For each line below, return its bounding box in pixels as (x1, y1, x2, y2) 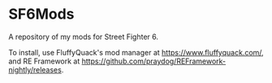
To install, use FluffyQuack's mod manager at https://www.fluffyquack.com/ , (8, 47, 264, 57)
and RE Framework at (8, 56, 80, 66)
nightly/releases (8, 64, 63, 74)
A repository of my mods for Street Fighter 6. (8, 32, 159, 41)
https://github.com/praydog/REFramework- (81, 56, 227, 66)
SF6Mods (8, 5, 75, 24)
